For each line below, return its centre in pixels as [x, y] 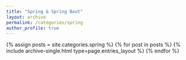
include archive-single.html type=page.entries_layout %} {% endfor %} [93, 51]
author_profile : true [33, 28]
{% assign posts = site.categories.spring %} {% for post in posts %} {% [94, 45]
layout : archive [26, 17]
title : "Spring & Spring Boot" [45, 11]
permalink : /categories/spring [45, 22]
